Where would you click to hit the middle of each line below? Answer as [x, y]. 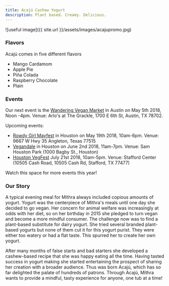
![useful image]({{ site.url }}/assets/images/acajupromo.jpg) [68, 29]
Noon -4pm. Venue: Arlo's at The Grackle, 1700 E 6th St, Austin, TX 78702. [84, 116]
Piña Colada [25, 74]
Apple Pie [23, 69]
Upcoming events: [25, 126]
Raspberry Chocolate [35, 80]
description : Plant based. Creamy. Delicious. [56, 15]
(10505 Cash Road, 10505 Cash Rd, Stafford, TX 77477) [71, 163]
